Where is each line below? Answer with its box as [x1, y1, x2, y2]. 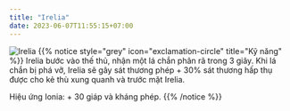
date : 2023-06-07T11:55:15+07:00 [9, 21, 134, 30]
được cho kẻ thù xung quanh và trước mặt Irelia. [9, 74, 186, 84]
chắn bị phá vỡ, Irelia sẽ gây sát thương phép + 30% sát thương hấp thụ [9, 64, 273, 75]
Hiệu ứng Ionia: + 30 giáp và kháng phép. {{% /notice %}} [9, 91, 223, 102]
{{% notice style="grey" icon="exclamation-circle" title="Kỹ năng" [37, 45, 283, 56]
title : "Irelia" [9, 12, 70, 22]
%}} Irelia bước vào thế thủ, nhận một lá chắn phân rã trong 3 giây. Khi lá [9, 55, 277, 66]
